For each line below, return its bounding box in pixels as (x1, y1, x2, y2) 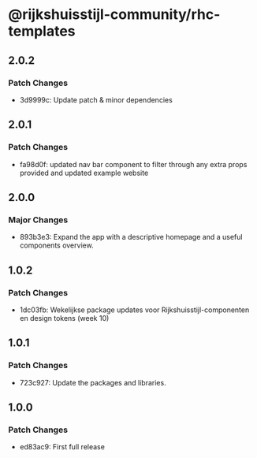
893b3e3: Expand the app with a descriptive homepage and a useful (19, 233, 243, 242)
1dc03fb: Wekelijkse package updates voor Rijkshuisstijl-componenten (19, 305, 250, 315)
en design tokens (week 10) (19, 313, 110, 322)
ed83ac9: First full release (19, 442, 105, 452)
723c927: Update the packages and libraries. (19, 378, 167, 387)
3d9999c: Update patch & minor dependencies (19, 95, 173, 104)
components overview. (19, 240, 94, 250)
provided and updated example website (19, 168, 149, 177)
